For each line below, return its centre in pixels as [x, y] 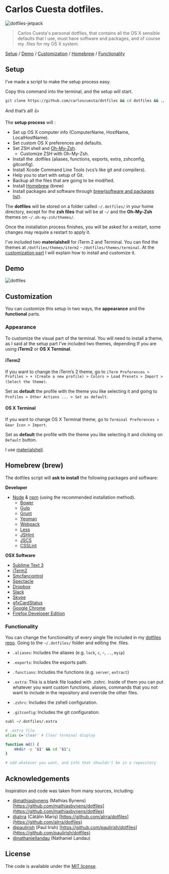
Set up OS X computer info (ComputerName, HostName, [71, 132]
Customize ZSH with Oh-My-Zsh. [54, 153]
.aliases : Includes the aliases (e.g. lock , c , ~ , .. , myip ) [68, 653]
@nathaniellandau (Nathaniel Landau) [51, 838]
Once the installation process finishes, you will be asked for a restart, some [83, 227]
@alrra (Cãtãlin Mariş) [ [37, 817]
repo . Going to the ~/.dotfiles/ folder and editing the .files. [67, 643]
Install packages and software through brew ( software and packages [83, 191]
